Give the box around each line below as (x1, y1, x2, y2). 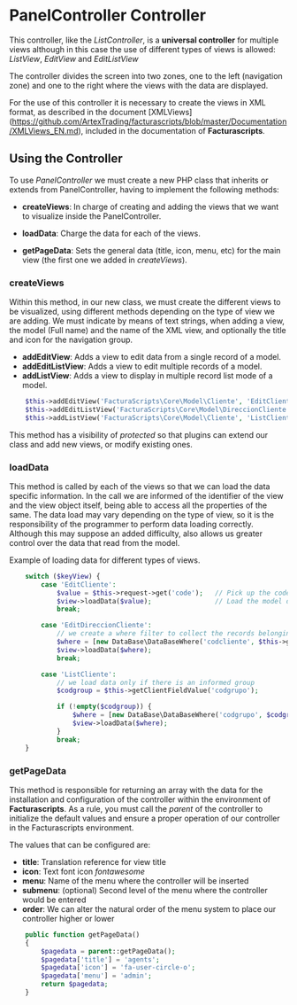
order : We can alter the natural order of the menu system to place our (21, 903, 277, 914)
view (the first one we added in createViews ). (21, 254, 187, 265)
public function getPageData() (25, 930, 141, 939)
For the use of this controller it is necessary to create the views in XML (9, 97, 267, 107)
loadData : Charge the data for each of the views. (21, 228, 201, 238)
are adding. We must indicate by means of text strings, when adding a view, (9, 316, 286, 326)
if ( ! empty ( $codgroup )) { (56, 702, 152, 712)
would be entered (21, 894, 87, 905)
